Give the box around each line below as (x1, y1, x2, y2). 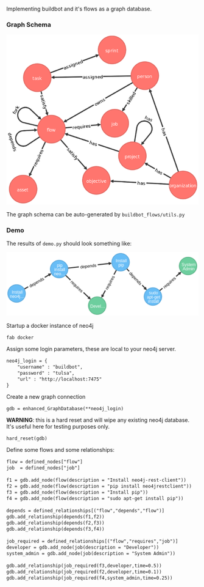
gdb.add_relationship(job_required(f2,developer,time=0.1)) (6, 569, 163, 575)
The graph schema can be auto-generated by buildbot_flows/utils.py (6, 210, 185, 218)
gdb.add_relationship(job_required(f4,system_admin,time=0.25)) (6, 575, 173, 581)
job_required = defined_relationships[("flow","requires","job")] (6, 538, 178, 545)
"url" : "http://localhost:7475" (17, 376, 102, 383)
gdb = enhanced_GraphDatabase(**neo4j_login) (6, 406, 124, 412)
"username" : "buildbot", (17, 364, 83, 371)
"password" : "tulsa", (17, 370, 75, 377)
